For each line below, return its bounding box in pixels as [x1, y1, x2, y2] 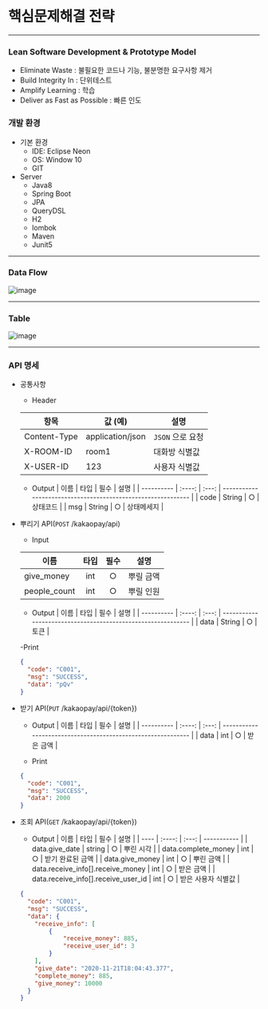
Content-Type [23, 431, 78, 442]
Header [31, 395, 57, 405]
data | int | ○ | [199, 730, 246, 740]
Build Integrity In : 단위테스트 [19, 75, 112, 85]
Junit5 [31, 239, 53, 249]
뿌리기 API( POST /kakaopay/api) [19, 519, 121, 529]
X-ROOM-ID [23, 446, 73, 457]
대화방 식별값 [153, 446, 200, 458]
